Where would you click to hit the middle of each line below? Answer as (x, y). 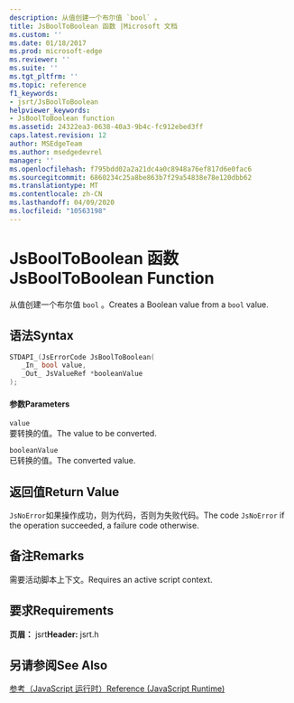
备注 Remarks (47, 556)
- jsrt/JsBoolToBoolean (54, 102)
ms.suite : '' (34, 69)
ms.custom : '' (36, 34)
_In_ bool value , (54, 366)
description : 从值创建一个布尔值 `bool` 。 (86, 18)
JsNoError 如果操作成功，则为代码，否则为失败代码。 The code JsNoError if (147, 515)
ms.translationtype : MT (54, 186)
